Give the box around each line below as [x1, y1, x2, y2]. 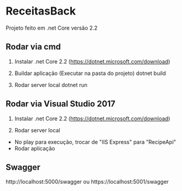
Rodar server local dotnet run [14, 81, 88, 88]
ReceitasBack [5, 4, 76, 18]
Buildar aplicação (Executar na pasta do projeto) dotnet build [14, 70, 166, 77]
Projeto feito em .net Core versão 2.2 [5, 24, 98, 31]
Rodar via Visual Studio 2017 [5, 99, 115, 109]
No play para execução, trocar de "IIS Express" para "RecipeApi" [14, 138, 177, 146]
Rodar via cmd [5, 42, 61, 52]
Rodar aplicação [14, 144, 56, 152]
